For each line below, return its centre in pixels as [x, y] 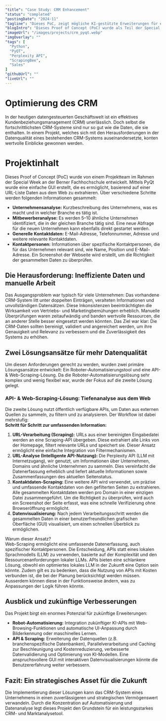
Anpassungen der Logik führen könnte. [45, 586]
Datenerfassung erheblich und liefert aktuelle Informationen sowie [80, 471]
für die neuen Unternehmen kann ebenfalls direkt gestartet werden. [81, 228]
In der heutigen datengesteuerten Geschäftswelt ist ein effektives [72, 117]
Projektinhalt [32, 163]
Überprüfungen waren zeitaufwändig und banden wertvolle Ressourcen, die [83, 316]
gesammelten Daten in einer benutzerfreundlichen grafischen [75, 518]
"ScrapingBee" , [25, 60]
